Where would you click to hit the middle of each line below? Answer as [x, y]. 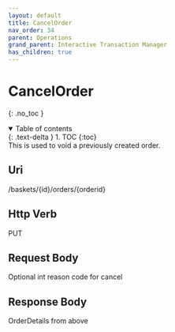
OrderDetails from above [48, 321]
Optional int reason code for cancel [65, 277]
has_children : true [40, 52]
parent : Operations [40, 38]
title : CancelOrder [40, 23]
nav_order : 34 [32, 30]
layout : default [35, 15]
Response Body [48, 302]
